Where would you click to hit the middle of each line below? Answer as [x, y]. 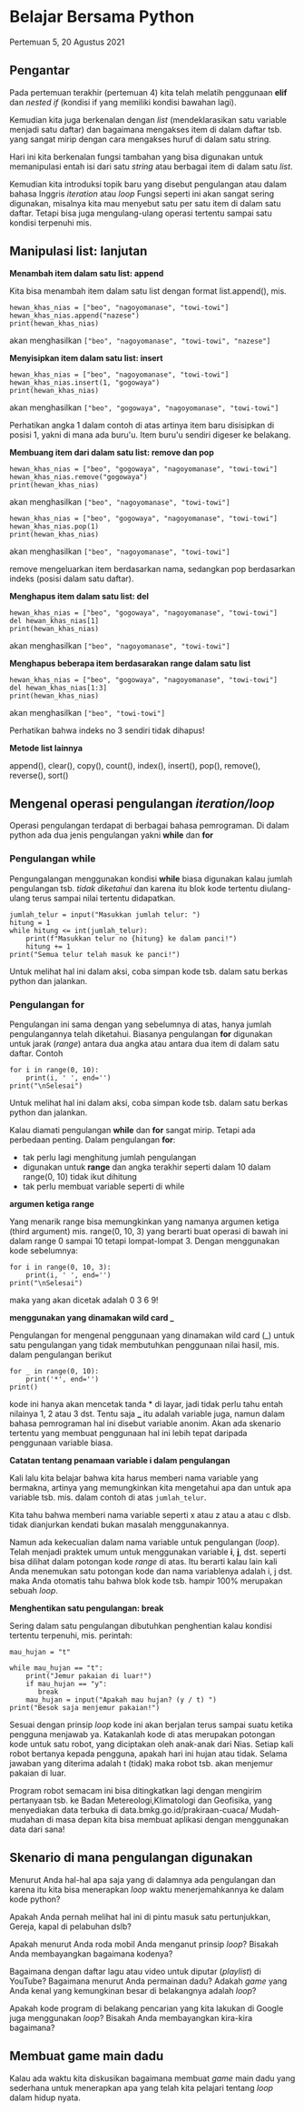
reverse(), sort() [39, 775]
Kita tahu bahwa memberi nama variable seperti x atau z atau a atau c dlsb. [150, 1514]
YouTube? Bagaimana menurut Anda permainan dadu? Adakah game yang [148, 1981]
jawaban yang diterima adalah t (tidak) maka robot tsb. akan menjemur [142, 1763]
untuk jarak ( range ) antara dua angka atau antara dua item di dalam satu [144, 1043]
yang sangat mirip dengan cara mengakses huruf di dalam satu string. [141, 139]
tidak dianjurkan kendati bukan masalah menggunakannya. [119, 1524]
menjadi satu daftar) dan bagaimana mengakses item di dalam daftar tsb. [146, 129]
